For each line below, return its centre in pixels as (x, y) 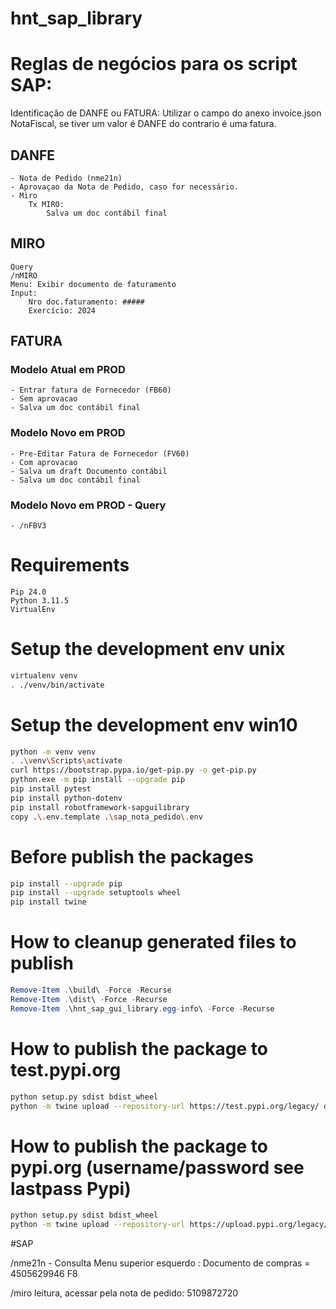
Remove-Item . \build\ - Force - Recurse (91, 990)
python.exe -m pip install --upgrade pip (98, 780)
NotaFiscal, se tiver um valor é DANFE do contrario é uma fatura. (143, 124)
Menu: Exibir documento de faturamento (93, 284)
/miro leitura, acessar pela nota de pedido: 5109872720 (124, 1293)
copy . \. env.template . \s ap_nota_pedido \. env (106, 817)
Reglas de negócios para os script (154, 64)
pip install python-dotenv (66, 798)
